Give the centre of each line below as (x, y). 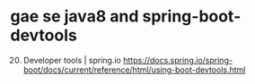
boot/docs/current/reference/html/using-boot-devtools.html (134, 70)
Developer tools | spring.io (72, 60)
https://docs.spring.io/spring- (178, 60)
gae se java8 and (75, 17)
